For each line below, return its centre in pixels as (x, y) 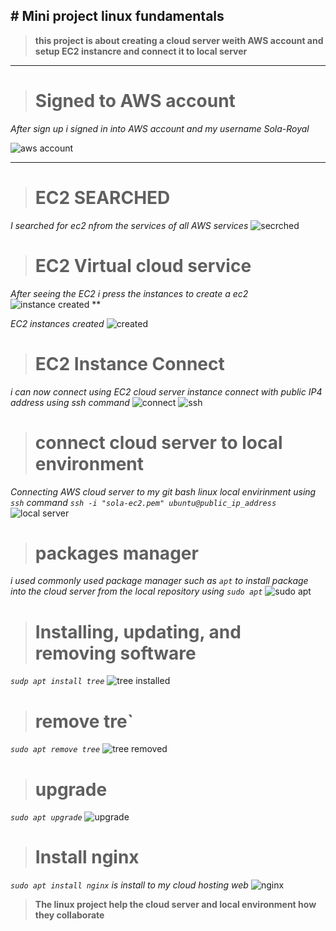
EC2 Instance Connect (129, 363)
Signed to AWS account (135, 101)
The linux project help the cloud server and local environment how (175, 905)
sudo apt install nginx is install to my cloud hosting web (129, 885)
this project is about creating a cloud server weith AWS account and (179, 40)
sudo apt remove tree (55, 750)
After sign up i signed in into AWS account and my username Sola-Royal (160, 128)
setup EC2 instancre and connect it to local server (141, 51)
